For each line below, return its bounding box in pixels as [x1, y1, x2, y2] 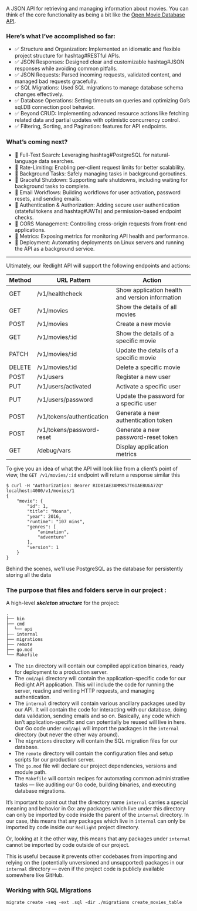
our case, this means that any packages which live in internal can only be [6, 817, 186, 824]
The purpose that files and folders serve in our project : [6, 586, 167, 594]
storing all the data [6, 571, 52, 578]
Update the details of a [116, 346, 179, 354]
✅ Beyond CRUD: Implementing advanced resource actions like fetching [14, 110, 189, 117]
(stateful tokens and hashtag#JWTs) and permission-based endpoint [14, 207, 182, 214]
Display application [116, 443, 169, 451]
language [14, 157, 38, 164]
